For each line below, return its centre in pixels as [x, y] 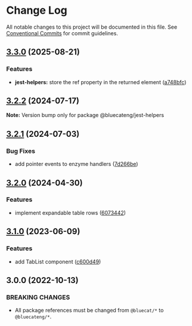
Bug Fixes [21, 151]
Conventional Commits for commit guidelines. [62, 33]
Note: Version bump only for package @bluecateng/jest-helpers [85, 115]
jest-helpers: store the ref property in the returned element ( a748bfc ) [100, 82]
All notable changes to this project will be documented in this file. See [92, 27]
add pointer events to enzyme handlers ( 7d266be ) [76, 164]
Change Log [37, 10]
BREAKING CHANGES [38, 297]
